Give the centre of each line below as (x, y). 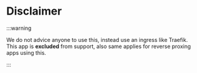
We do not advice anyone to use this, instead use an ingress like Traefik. (97, 40)
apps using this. (26, 52)
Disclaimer (34, 11)
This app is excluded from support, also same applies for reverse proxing (99, 46)
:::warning (19, 28)
